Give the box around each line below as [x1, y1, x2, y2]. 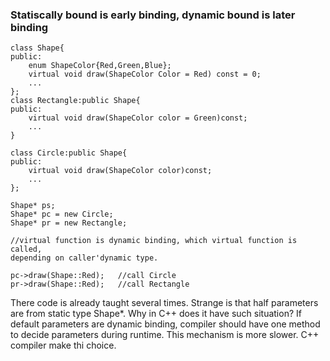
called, [10, 244, 43, 255]
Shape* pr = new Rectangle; [10, 218, 128, 228]
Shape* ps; [10, 201, 56, 211]
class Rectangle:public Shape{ [10, 96, 141, 106]
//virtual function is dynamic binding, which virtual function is [10, 236, 298, 246]
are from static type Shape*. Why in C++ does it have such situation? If [10, 308, 302, 320]
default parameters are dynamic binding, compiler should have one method [10, 318, 321, 330]
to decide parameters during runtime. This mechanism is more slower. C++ [10, 329, 320, 341]
